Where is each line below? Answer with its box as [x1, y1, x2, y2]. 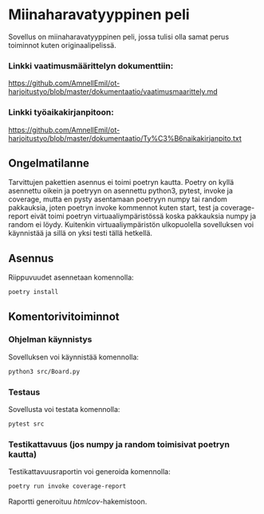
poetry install [8, 288, 59, 296]
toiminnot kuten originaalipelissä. [8, 40, 117, 49]
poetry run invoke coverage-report [8, 482, 127, 491]
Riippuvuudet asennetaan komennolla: [8, 273, 134, 282]
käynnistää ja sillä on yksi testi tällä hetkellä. [8, 229, 153, 238]
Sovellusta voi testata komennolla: [8, 404, 120, 414]
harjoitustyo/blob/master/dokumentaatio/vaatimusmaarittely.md [8, 87, 218, 96]
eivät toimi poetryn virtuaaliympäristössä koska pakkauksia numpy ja [30, 211, 257, 221]
